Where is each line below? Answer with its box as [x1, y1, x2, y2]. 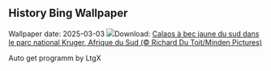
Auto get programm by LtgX [8, 52, 101, 63]
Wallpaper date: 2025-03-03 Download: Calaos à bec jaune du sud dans [8, 28, 260, 39]
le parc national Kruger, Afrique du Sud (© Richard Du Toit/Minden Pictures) [8, 37, 262, 47]
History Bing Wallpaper [8, 6, 128, 20]
